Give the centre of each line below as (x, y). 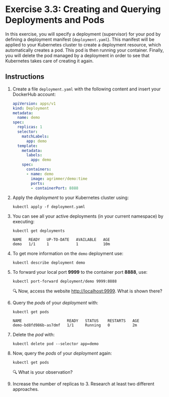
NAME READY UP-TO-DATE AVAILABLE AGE (61, 240)
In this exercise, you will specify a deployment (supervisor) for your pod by (83, 34)
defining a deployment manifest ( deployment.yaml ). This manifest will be (80, 39)
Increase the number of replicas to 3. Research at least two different (83, 384)
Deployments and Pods (55, 20)
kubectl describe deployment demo (49, 263)
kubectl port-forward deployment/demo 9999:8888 (65, 281)
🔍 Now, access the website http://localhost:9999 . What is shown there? (87, 291)
